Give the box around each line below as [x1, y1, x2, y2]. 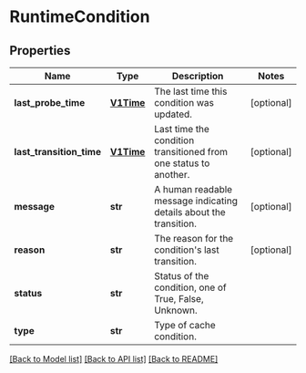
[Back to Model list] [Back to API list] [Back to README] [9, 354, 219, 364]
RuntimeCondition [9, 6, 150, 27]
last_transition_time [14, 146, 102, 158]
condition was [154, 97, 214, 109]
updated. [154, 108, 193, 120]
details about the [154, 206, 226, 218]
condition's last [154, 243, 220, 256]
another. [154, 169, 190, 181]
